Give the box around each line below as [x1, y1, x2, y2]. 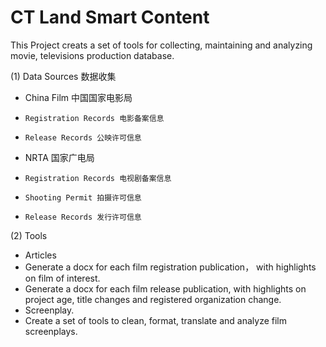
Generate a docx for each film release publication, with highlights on [24, 282, 307, 295]
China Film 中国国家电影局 [24, 91, 133, 103]
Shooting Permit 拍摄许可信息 [24, 192, 142, 203]
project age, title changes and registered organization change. [24, 293, 282, 305]
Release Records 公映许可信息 [24, 132, 142, 143]
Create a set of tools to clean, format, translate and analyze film [24, 314, 287, 326]
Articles [24, 249, 57, 261]
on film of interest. [24, 272, 101, 284]
